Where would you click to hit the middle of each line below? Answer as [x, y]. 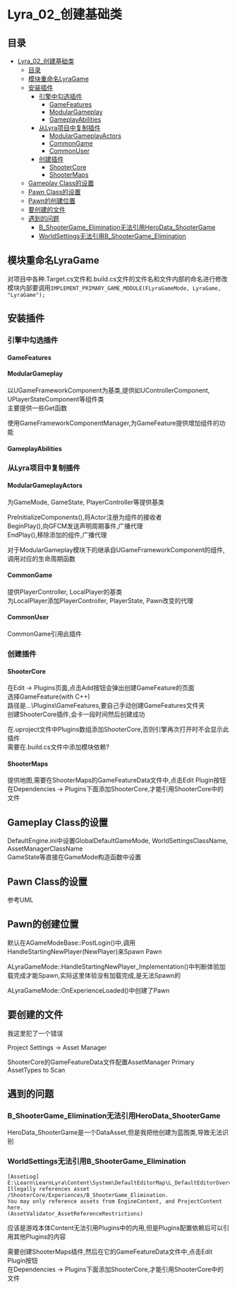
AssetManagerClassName [45, 848]
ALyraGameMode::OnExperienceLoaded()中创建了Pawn [89, 990]
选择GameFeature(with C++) [49, 696]
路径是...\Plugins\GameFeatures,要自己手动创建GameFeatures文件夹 [106, 706]
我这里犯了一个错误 [35, 1033]
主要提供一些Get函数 [37, 408]
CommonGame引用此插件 [45, 634]
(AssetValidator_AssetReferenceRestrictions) [75, 1213]
